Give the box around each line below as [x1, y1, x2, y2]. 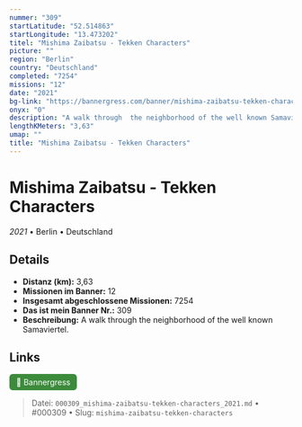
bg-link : [9, 96, 42, 106]
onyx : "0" [9, 105, 47, 114]
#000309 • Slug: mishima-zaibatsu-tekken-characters [31, 407, 234, 418]
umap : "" [9, 130, 42, 139]
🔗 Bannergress [16, 377, 71, 387]
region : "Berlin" [9, 55, 75, 64]
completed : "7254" [9, 72, 78, 81]
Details [9, 253, 49, 268]
